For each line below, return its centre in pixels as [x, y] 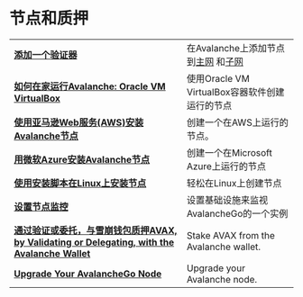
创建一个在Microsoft [229, 152]
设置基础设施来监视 [227, 200]
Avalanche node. [222, 279]
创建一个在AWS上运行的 [237, 122]
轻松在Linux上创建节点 [234, 183]
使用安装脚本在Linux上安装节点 [80, 183]
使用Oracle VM [218, 78]
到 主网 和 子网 [215, 61]
